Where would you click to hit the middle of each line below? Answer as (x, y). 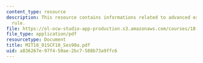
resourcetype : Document (36, 40)
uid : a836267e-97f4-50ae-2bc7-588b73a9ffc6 (62, 51)
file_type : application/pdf (42, 34)
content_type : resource (36, 12)
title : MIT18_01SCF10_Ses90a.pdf (48, 46)
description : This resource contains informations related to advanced (98, 17)
